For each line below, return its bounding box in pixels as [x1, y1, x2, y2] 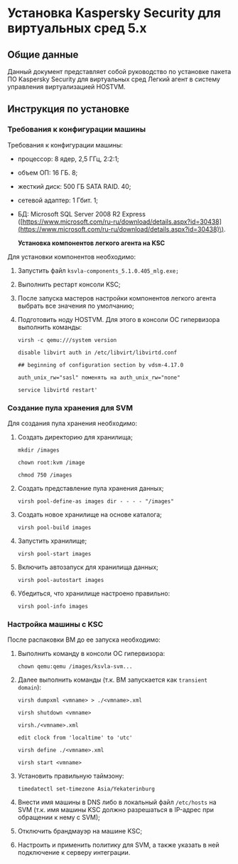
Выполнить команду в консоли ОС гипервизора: [17, 650, 166, 658]
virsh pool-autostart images [17, 576, 104, 583]
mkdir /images [17, 447, 60, 454]
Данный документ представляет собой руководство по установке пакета [7, 68, 232, 76]
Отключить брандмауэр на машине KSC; [17, 827, 143, 836]
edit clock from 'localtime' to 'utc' [17, 734, 133, 741]
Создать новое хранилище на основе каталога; [17, 510, 162, 519]
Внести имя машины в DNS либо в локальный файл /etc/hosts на [17, 798, 217, 806]
